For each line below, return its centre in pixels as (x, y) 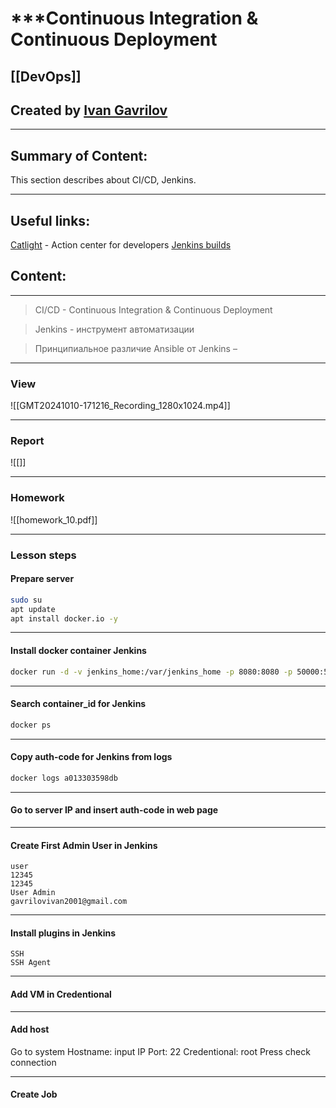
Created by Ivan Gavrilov (89, 110)
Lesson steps (43, 555)
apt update (33, 609)
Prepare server (42, 579)
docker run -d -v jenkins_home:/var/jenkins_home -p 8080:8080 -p (151, 672)
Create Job (34, 1094)
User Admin (33, 893)
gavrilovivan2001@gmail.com (69, 902)
